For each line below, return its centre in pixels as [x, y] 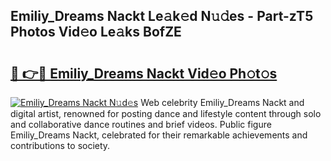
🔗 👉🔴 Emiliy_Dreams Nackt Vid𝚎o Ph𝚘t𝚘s [144, 73]
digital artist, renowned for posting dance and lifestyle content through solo [166, 113]
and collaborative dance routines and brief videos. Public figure [141, 124]
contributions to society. [60, 145]
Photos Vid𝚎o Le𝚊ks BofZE [96, 32]
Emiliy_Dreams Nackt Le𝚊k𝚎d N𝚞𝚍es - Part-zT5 [162, 16]
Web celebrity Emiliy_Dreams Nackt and [222, 102]
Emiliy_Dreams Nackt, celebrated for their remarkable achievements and [159, 135]
